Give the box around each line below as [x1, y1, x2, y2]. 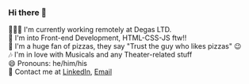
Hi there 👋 [8, 7, 48, 18]
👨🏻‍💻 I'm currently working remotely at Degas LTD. [8, 25, 172, 35]
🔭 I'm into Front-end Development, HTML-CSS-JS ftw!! [8, 33, 187, 42]
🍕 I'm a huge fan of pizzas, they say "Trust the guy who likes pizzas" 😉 [8, 42, 242, 51]
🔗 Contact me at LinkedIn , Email [8, 67, 113, 77]
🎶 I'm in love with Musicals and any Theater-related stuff [8, 50, 193, 60]
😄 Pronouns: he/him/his [8, 59, 88, 68]
